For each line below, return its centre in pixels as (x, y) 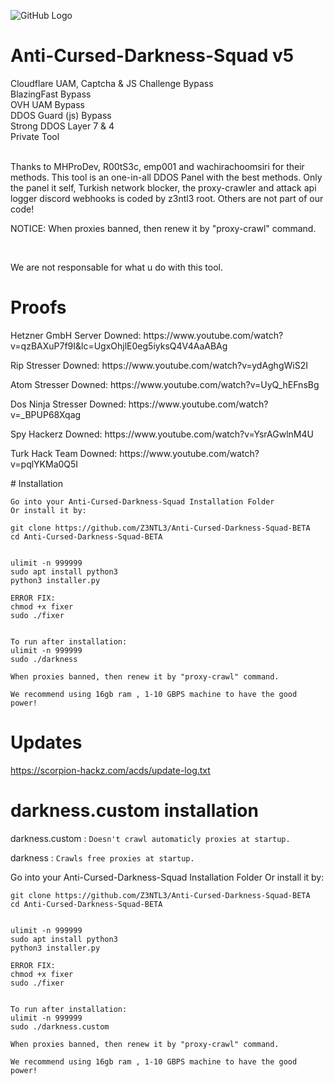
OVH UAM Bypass (47, 104)
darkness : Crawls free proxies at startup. (102, 857)
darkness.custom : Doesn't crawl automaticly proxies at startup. (150, 838)
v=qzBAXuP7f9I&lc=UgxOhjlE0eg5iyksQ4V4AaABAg (119, 346)
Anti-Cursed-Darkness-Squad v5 (152, 56)
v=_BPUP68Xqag (46, 414)
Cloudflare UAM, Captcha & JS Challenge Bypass (112, 83)
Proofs (38, 307)
